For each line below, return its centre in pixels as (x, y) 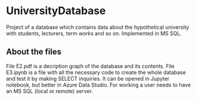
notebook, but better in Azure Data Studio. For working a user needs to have (98, 85)
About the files (34, 52)
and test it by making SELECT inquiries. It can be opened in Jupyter (88, 78)
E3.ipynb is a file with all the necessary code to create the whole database (96, 72)
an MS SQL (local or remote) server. (49, 91)
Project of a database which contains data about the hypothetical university (98, 27)
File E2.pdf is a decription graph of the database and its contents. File (90, 66)
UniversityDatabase (56, 11)
